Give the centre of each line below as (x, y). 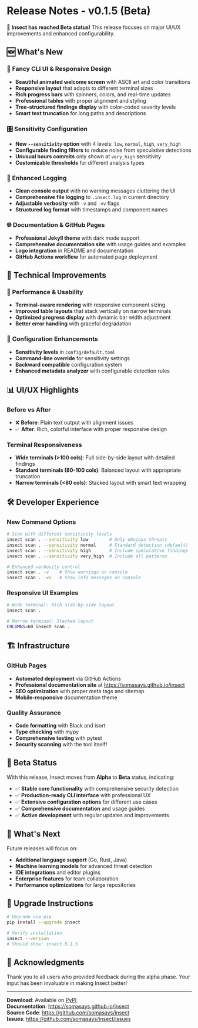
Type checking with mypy (47, 732)
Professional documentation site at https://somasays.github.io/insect (100, 685)
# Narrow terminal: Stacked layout (50, 621)
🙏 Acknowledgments (46, 963)
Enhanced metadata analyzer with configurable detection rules (92, 371)
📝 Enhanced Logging (37, 178)
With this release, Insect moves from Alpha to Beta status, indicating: (91, 777)
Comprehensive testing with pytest (58, 738)
